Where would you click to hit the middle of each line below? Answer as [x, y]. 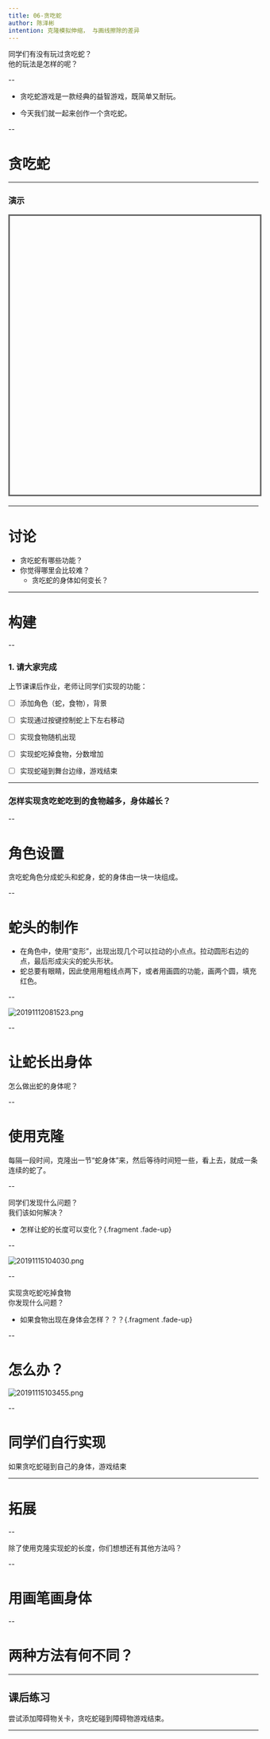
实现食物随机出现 [48, 737]
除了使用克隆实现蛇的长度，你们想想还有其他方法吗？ [95, 1548]
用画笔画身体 [50, 1599]
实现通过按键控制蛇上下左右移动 [72, 720]
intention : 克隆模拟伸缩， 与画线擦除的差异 [74, 30]
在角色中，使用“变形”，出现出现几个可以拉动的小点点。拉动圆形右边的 [134, 951]
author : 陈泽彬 [31, 23]
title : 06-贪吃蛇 [35, 16]
